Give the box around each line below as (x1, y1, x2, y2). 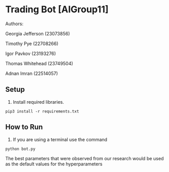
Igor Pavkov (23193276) (5, 50, 57, 56)
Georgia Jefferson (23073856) (5, 30, 70, 36)
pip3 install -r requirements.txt (5, 109, 80, 114)
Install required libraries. (12, 99, 64, 105)
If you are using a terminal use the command (12, 136, 108, 142)
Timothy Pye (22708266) (5, 40, 59, 47)
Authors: (5, 21, 24, 27)
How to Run (5, 123, 43, 131)
